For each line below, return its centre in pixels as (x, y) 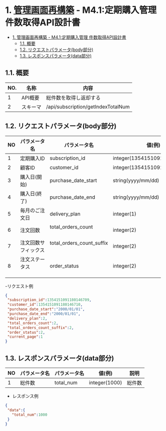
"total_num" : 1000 (30, 415)
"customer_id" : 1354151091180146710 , (45, 305)
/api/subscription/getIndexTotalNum (88, 107)
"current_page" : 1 (25, 337)
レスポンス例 (25, 396)
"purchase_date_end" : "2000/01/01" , (44, 314)
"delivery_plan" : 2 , (27, 318)
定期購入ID (33, 158)
